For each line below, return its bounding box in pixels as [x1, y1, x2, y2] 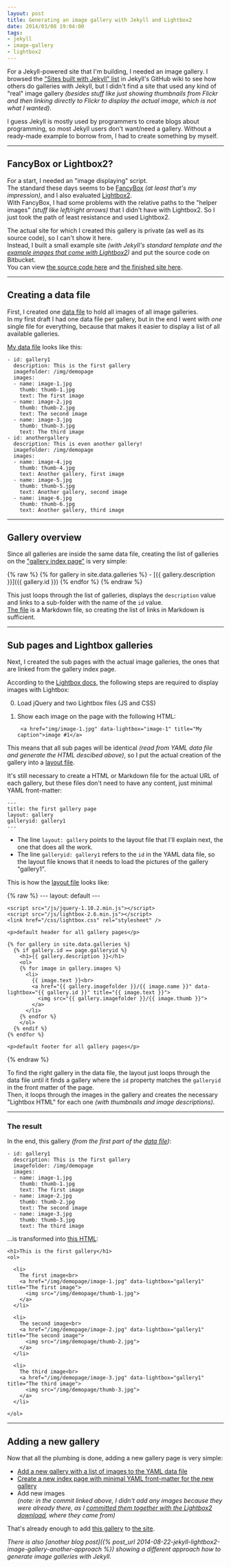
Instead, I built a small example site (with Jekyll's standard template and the [7, 241, 222, 249]
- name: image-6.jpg [13, 495, 72, 501]
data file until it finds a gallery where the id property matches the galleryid [7, 1076, 221, 1084]
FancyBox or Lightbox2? [7, 158, 113, 170]
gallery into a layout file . [7, 758, 75, 767]
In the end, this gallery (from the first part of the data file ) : [7, 1137, 172, 1145]
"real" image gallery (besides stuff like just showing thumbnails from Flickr [7, 89, 219, 97]
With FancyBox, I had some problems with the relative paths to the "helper [7, 198, 218, 206]
